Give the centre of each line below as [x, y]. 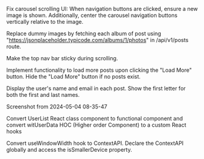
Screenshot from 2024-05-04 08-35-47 [57, 107]
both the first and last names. [43, 95]
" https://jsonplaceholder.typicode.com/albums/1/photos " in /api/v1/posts [97, 40]
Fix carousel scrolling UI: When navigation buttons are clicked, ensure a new [102, 9]
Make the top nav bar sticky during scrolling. [62, 58]
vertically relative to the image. [45, 22]
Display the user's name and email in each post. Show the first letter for [96, 88]
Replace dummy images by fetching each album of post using [84, 34]
